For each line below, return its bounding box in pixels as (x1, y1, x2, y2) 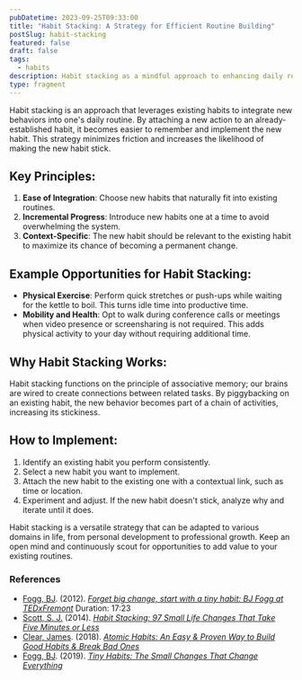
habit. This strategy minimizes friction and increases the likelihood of (9, 133, 264, 144)
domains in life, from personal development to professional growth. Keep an (9, 531, 290, 542)
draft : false (9, 47, 58, 56)
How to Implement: (9, 433, 119, 448)
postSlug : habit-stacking (9, 30, 106, 39)
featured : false (9, 38, 70, 48)
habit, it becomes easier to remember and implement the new (53, 123, 282, 135)
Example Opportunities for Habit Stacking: (9, 266, 252, 281)
